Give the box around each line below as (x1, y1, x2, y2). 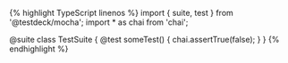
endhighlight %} (9, 43, 69, 54)
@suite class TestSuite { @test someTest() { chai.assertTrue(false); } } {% (9, 35, 280, 44)
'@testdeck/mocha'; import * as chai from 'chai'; (9, 17, 189, 28)
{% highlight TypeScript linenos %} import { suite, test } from (9, 8, 234, 18)
